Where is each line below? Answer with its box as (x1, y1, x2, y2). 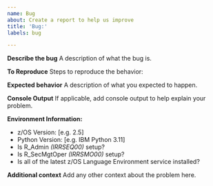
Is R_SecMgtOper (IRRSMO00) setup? (17, 150, 125, 158)
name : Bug (7, 10, 36, 17)
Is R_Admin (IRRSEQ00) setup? (17, 143, 105, 152)
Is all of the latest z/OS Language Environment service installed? (17, 158, 200, 166)
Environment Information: (7, 115, 83, 123)
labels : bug (7, 29, 41, 37)
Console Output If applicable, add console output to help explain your (7, 94, 206, 103)
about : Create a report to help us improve (7, 17, 134, 23)
